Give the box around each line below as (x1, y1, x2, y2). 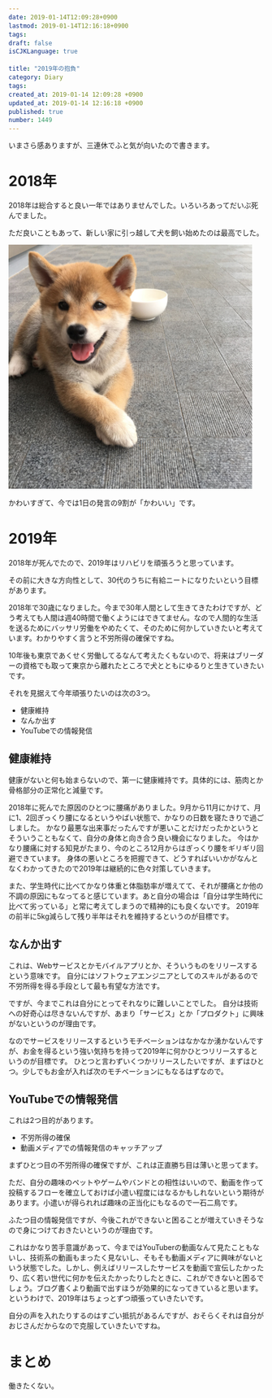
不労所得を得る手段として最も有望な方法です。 (8, 981, 165, 990)
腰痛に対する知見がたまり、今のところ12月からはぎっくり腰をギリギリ (22, 843, 257, 853)
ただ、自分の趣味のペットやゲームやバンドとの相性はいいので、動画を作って (8, 1177, 264, 1187)
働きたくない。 (8, 1381, 58, 1391)
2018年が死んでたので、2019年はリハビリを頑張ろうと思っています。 (8, 558, 239, 567)
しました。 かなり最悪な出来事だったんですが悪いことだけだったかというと (8, 823, 260, 832)
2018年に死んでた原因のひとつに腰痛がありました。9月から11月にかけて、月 (8, 802, 261, 812)
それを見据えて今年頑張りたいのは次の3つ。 (8, 688, 155, 697)
